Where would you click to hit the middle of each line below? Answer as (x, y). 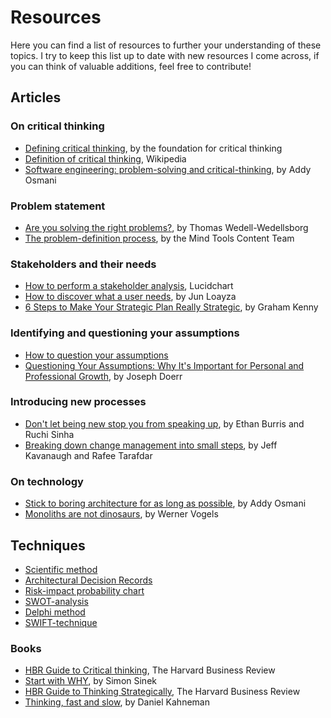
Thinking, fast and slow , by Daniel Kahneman (117, 702)
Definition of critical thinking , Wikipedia (105, 158)
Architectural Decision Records (88, 580)
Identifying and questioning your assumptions (125, 333)
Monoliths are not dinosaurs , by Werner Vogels (121, 514)
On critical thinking (57, 126)
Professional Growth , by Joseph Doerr (103, 376)
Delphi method (55, 612)
